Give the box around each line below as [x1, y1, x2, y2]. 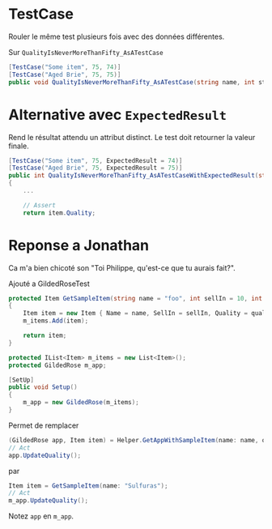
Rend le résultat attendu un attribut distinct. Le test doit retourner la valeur [8, 132, 256, 142]
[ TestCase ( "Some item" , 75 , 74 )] [8, 62, 121, 71]
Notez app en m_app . [8, 511, 74, 521]
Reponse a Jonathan [8, 236, 150, 254]
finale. [8, 141, 30, 151]
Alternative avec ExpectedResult [8, 105, 227, 124]
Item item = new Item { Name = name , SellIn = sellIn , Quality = [23, 309, 249, 318]
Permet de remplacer [8, 420, 79, 430]
